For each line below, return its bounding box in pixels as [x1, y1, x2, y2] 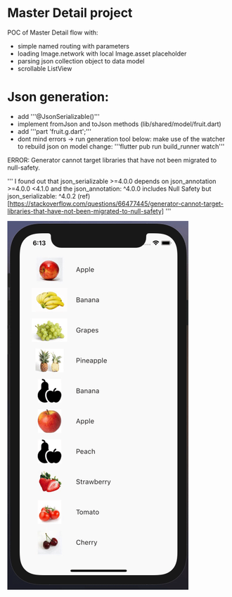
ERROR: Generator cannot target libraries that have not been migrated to [7, 156, 217, 164]
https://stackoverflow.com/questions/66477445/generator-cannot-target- [9, 199, 224, 208]
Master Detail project [7, 5, 133, 21]
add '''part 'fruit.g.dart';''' [17, 127, 91, 135]
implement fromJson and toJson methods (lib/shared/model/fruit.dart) [17, 120, 221, 128]
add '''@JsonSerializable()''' [17, 112, 101, 120]
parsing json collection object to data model [17, 56, 145, 65]
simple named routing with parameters [17, 42, 130, 50]
